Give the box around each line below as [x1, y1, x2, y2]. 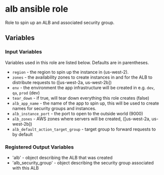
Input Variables [5, 48, 43, 55]
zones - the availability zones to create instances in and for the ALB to [12, 74, 153, 80]
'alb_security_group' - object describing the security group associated [12, 160, 154, 166]
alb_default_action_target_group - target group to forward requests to [12, 126, 156, 132]
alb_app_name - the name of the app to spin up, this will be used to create [12, 100, 159, 106]
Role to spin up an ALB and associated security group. [5, 20, 115, 25]
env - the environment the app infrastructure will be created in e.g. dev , [12, 85, 155, 90]
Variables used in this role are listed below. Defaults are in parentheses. [5, 60, 149, 66]
